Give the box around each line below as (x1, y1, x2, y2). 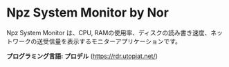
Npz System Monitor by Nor (6, 5, 169, 21)
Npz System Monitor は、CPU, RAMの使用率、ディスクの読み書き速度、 (6, 28, 211, 37)
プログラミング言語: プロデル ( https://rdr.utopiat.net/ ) (6, 52, 158, 60)
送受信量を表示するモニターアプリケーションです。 (36, 37, 181, 46)
